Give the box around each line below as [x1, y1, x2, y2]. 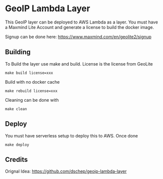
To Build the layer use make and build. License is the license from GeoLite [5, 61, 153, 67]
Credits [5, 155, 28, 164]
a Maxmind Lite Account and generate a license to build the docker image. [5, 24, 154, 30]
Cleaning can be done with [5, 97, 59, 103]
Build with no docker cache [5, 79, 60, 85]
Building [5, 48, 31, 56]
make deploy [5, 142, 29, 147]
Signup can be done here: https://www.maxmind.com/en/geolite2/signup [5, 34, 152, 40]
